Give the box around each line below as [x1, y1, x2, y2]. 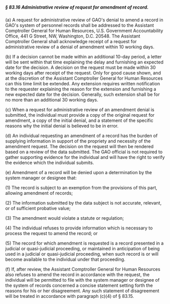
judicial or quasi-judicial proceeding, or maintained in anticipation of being [5, 245, 160, 251]
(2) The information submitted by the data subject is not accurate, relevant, [5, 199, 162, 206]
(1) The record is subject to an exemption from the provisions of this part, [5, 184, 158, 190]
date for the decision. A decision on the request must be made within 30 [5, 64, 156, 71]
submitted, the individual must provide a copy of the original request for [5, 112, 155, 118]
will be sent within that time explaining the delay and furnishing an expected [5, 59, 163, 65]
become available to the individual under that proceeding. [5, 256, 125, 262]
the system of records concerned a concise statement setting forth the [5, 282, 153, 288]
